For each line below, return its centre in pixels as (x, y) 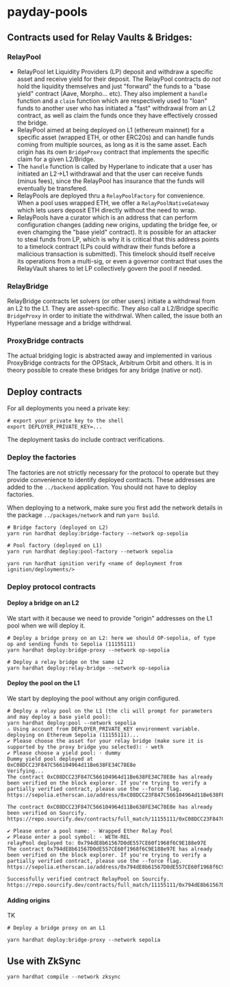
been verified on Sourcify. (47, 813)
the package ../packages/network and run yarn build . (83, 514)
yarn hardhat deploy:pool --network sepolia (72, 723)
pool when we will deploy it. (46, 626)
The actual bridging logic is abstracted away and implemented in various (110, 356)
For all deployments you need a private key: (68, 408)
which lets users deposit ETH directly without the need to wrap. (106, 210)
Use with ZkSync (44, 961)
